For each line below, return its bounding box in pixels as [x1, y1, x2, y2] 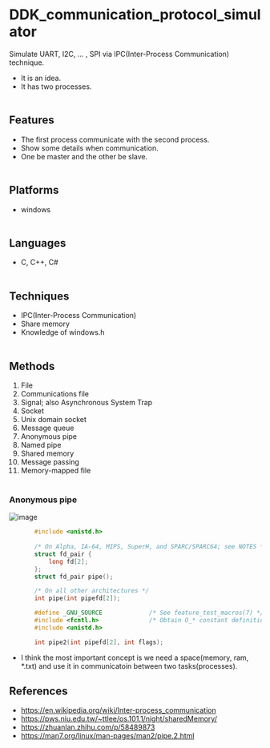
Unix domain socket [20, 415, 87, 424]
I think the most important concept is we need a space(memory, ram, [20, 653, 249, 662]
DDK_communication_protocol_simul [9, 6, 261, 24]
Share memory [20, 319, 71, 329]
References [9, 685, 68, 698]
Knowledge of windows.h [20, 328, 105, 337]
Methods [9, 359, 55, 373]
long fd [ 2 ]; [48, 557, 89, 565]
